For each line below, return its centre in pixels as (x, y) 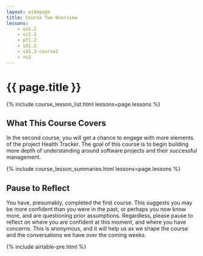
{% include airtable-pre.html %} (46, 247)
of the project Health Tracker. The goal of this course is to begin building (98, 144)
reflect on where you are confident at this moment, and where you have (96, 222)
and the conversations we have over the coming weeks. (76, 235)
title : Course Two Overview (42, 18)
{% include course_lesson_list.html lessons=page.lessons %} (84, 104)
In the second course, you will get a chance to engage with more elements (100, 138)
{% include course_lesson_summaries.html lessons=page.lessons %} (94, 169)
